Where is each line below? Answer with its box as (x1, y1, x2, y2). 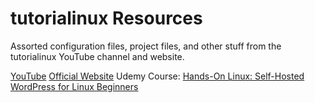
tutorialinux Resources (10, 7, 203, 30)
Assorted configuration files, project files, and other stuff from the (10, 40, 282, 52)
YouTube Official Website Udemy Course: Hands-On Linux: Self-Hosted (10, 70, 305, 82)
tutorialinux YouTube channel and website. (10, 50, 185, 62)
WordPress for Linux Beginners (10, 80, 139, 92)
